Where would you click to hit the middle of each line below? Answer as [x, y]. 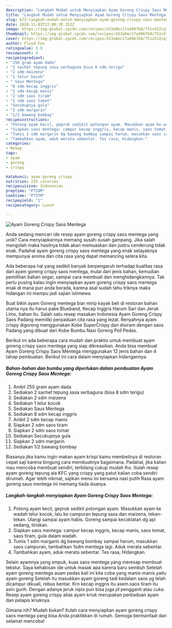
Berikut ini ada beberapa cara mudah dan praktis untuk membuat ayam [80, 340]
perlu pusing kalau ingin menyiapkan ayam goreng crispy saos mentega [81, 282]
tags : [11, 153]
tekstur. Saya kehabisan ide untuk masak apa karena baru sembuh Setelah [84, 568]
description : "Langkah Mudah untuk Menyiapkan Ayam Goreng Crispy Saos [83, 10]
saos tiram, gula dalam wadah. [45, 536]
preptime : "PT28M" [25, 191]
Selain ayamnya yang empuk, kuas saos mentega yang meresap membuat [84, 562]
